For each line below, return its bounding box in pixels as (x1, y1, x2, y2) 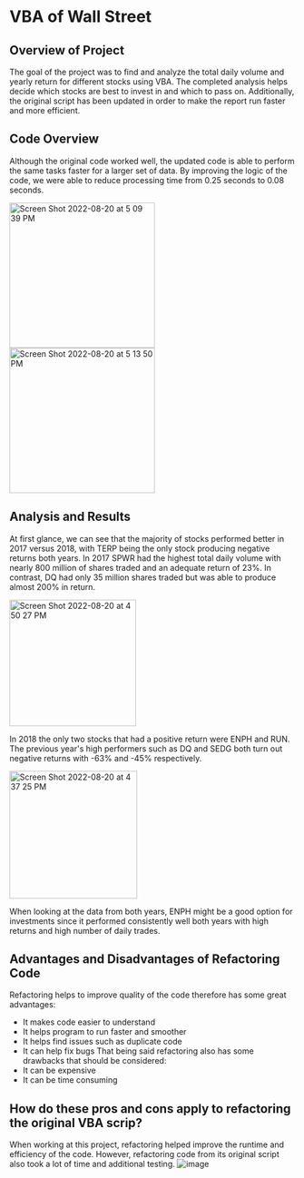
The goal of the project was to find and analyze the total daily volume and (9, 66, 285, 77)
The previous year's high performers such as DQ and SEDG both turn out (9, 742, 283, 754)
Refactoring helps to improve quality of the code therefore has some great (9, 989, 287, 1000)
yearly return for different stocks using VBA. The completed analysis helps (9, 76, 289, 87)
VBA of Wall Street (9, 6, 152, 27)
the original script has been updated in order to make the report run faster (9, 95, 286, 106)
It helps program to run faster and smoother (22, 1026, 187, 1037)
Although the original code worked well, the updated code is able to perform (9, 155, 295, 166)
